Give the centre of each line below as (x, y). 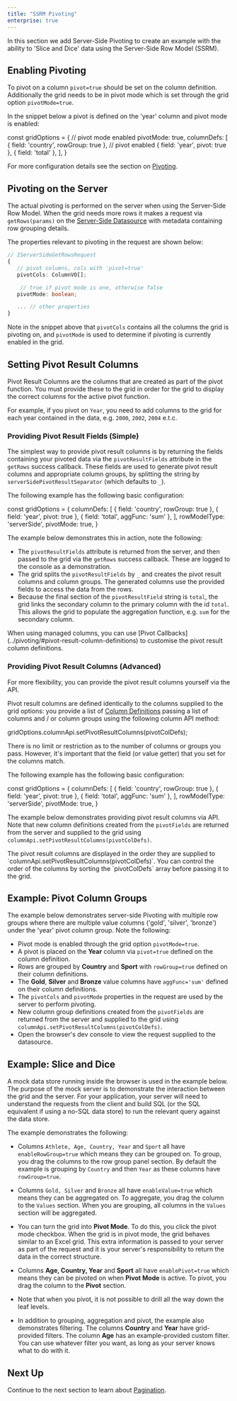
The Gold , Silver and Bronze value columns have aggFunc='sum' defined (123, 981)
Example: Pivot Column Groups (77, 898)
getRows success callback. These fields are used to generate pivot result (112, 467)
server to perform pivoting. (57, 1004)
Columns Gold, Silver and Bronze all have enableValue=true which (115, 1191)
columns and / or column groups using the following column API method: (114, 718)
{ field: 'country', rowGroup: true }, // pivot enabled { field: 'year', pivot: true (117, 145)
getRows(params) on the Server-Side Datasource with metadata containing (115, 221)
